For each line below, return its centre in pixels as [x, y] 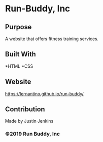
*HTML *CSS [19, 66]
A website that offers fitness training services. [52, 39]
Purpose [18, 27]
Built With [20, 54]
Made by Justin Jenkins [29, 121]
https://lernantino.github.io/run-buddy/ [44, 94]
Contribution [25, 109]
